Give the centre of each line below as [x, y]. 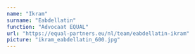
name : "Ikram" [27, 14]
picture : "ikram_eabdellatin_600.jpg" [63, 40]
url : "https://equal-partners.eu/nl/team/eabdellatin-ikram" [98, 33]
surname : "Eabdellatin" [42, 20]
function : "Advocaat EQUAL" [48, 27]
